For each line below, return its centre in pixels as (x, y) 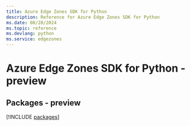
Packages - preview (43, 103)
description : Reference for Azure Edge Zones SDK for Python (83, 17)
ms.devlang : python (30, 34)
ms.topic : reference (32, 28)
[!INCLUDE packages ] (33, 117)
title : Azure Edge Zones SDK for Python (57, 12)
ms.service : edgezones (34, 39)
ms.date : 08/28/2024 (32, 22)
